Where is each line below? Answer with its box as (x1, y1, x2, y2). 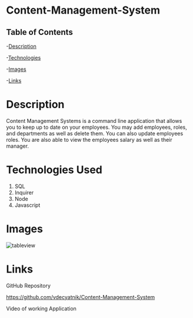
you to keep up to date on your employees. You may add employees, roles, (6, 124, 187, 131)
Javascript (14, 202, 41, 209)
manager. (6, 142, 29, 150)
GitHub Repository (6, 282, 51, 289)
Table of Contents (6, 27, 74, 37)
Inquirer (14, 189, 34, 196)
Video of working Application (6, 305, 76, 312)
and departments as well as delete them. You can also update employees (6, 129, 184, 137)
